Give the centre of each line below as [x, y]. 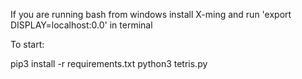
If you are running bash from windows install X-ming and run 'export [151, 14]
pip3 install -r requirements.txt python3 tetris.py [109, 63]
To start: [27, 44]
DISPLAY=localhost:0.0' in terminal [81, 25]
